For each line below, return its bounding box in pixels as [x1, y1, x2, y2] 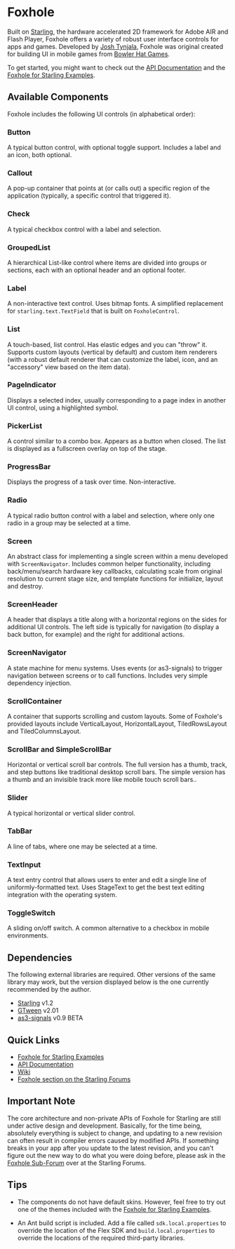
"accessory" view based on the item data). [7, 363, 131, 371]
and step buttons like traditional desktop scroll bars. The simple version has [7, 768, 226, 776]
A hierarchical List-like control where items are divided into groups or [7, 258, 207, 266]
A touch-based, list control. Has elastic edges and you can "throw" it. [7, 340, 208, 349]
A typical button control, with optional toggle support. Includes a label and [7, 143, 221, 151]
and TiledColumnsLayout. [7, 727, 81, 735]
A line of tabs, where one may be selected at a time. [7, 842, 158, 851]
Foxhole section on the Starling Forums [17, 1075, 131, 1083]
